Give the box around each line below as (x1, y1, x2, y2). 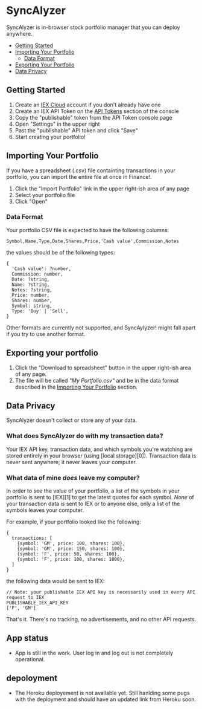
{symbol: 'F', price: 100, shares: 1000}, (17, 557, 125, 563)
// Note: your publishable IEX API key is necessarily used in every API (6, 589, 196, 595)
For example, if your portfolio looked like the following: (6, 518, 142, 526)
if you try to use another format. (6, 330, 86, 337)
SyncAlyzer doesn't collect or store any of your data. (6, 416, 137, 424)
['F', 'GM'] (6, 605, 36, 611)
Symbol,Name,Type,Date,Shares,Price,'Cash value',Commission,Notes (6, 238, 180, 244)
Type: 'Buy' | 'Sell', (11, 308, 69, 314)
